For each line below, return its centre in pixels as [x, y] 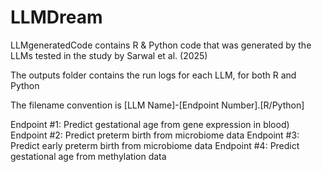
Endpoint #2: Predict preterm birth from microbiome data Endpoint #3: [155, 135]
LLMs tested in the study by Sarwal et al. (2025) [109, 55]
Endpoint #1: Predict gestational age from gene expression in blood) [150, 124]
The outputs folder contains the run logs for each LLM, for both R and [153, 75]
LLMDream [56, 17]
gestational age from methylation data [88, 156]
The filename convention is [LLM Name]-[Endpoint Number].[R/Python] [157, 105]
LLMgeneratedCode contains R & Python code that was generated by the [161, 45]
